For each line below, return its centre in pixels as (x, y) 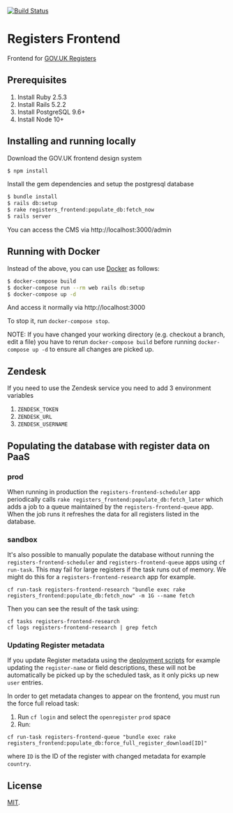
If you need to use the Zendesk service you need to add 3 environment (109, 388)
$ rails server (29, 216)
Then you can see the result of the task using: (73, 609)
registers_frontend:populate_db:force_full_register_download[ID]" (107, 743)
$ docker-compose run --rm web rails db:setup (76, 288)
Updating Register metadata (56, 646)
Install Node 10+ (40, 119)
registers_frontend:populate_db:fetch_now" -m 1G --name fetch (101, 596)
